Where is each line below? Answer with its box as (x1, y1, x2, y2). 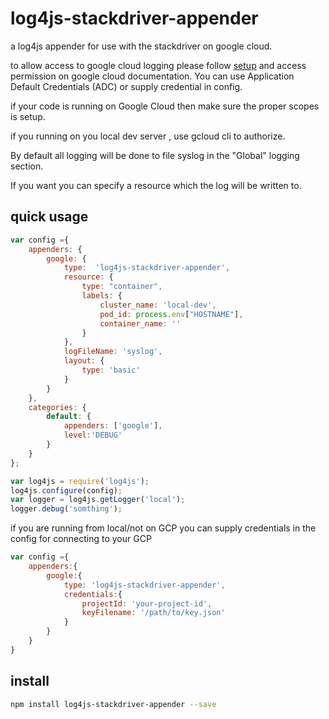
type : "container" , (81, 282, 163, 292)
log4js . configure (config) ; (10, 485, 123, 496)
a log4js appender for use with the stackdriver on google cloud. (10, 40, 273, 52)
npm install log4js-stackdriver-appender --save (10, 699, 217, 709)
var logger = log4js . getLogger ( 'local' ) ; (10, 495, 186, 505)
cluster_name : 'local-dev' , (99, 300, 217, 310)
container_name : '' (99, 318, 182, 329)
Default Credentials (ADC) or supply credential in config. (10, 80, 243, 92)
